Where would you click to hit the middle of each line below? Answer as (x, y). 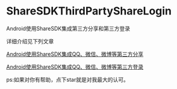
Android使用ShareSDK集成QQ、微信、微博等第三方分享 (75, 54)
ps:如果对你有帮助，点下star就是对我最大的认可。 (68, 79)
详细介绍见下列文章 (30, 41)
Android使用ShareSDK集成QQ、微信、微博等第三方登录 (75, 67)
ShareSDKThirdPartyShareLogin (89, 11)
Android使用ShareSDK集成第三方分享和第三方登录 (68, 28)
